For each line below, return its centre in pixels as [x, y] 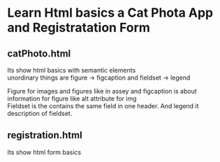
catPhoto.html [39, 53]
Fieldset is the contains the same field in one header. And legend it [103, 106]
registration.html [45, 135]
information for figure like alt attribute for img [72, 98]
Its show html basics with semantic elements [72, 70]
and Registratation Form [79, 28]
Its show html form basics [44, 152]
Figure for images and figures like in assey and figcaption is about [102, 91]
